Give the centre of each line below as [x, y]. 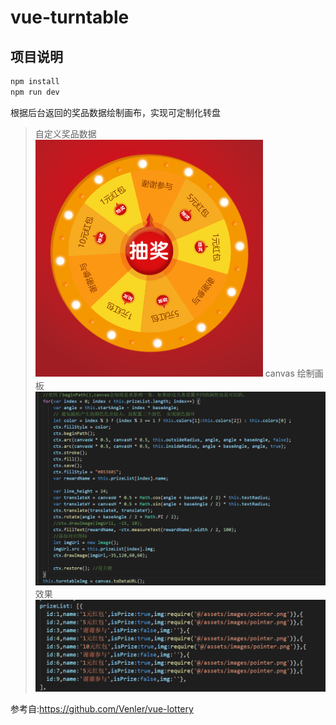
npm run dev [35, 92]
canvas [279, 373]
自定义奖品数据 [65, 133]
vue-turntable [70, 17]
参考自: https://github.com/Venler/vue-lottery [102, 709]
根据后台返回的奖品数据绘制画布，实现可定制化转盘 [115, 112]
